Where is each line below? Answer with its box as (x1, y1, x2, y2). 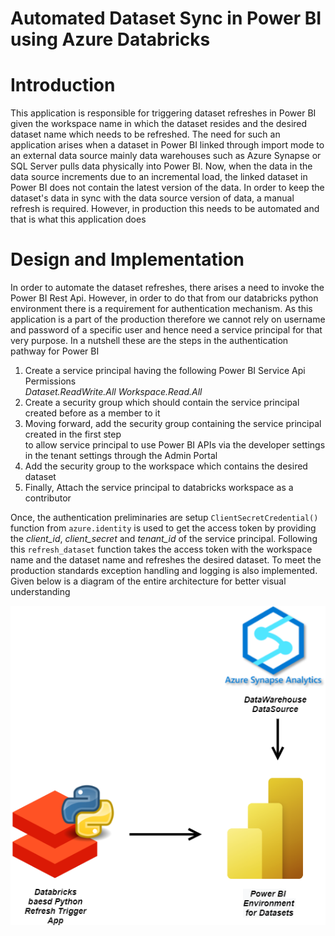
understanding (10, 586, 71, 598)
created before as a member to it (24, 407, 161, 419)
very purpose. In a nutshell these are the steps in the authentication (10, 335, 289, 347)
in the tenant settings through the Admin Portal (24, 450, 218, 462)
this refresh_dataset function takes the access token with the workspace (10, 543, 313, 556)
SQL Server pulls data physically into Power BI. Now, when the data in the (10, 160, 313, 172)
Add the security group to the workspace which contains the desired (24, 460, 308, 472)
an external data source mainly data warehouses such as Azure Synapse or (10, 150, 322, 162)
